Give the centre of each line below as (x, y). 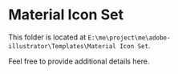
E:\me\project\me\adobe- (129, 38)
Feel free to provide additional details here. (79, 61)
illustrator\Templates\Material (62, 46)
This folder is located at (47, 37)
